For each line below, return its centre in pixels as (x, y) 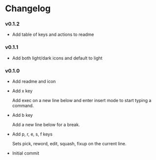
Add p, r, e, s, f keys (32, 134)
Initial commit (26, 153)
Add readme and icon (34, 81)
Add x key (22, 91)
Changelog (28, 9)
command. (23, 106)
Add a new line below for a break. (46, 125)
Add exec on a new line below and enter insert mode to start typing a (82, 101)
